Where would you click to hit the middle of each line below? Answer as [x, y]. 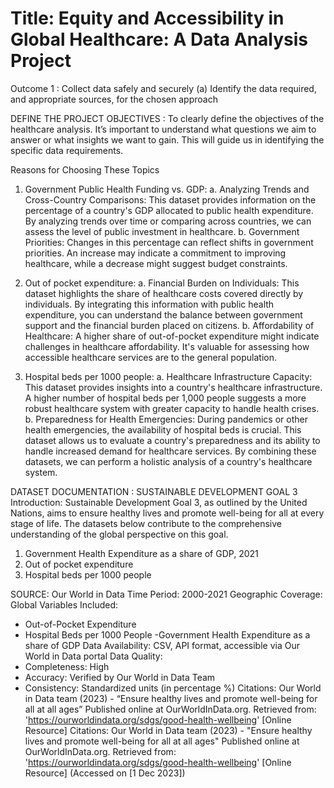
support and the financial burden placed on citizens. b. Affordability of [169, 325]
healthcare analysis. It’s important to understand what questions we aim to [163, 129]
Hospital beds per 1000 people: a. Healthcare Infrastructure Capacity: [168, 376]
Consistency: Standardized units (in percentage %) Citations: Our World [173, 688]
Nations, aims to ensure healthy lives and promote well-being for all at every [167, 513]
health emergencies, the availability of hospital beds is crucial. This [163, 429]
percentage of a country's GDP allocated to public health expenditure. [169, 210]
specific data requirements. [67, 150]
